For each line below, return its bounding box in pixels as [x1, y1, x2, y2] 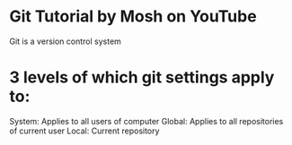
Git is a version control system [9, 36, 121, 47]
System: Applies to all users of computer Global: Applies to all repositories [9, 115, 284, 126]
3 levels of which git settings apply [9, 67, 275, 88]
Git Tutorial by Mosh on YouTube [9, 6, 258, 27]
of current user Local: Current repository [9, 125, 160, 136]
